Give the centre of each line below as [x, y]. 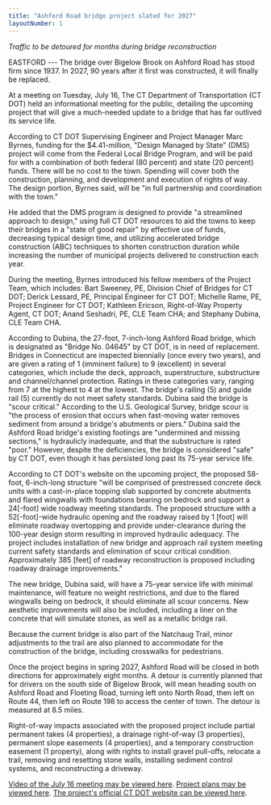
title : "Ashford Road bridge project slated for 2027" [102, 16]
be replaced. [29, 79]
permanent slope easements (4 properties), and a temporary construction [131, 742]
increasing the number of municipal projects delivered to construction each [133, 255]
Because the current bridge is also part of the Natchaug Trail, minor [121, 634]
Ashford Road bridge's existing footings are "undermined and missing [124, 432]
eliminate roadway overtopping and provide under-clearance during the [127, 525]
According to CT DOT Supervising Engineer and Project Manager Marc [126, 136]
